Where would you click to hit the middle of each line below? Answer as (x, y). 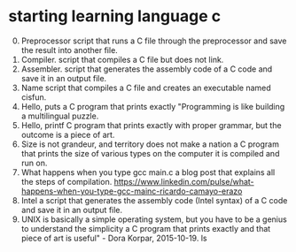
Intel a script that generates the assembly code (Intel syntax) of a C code (154, 200)
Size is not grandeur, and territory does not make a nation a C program (150, 144)
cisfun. (34, 97)
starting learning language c (115, 16)
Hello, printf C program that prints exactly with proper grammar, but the (151, 125)
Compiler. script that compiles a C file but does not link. (122, 59)
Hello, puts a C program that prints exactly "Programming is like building (153, 106)
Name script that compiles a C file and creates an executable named (146, 88)
